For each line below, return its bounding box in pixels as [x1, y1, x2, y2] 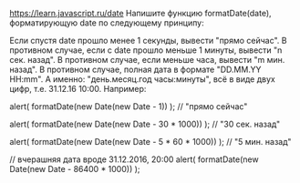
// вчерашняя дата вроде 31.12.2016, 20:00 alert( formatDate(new [9, 154, 259, 165]
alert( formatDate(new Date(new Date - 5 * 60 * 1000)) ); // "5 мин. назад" [9, 137, 292, 147]
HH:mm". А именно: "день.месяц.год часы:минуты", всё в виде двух [9, 74, 275, 85]
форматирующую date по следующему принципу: [9, 17, 204, 28]
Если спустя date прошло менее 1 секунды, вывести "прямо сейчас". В [9, 36, 287, 46]
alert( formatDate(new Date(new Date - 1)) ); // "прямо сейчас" [9, 101, 248, 112]
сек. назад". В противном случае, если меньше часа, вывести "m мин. [9, 55, 285, 65]
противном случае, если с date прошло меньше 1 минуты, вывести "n [9, 45, 283, 56]
